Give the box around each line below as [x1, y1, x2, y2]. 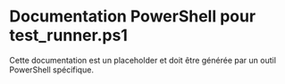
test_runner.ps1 [9, 25, 128, 46]
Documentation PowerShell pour [9, 6, 256, 27]
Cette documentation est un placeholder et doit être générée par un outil [9, 55, 277, 65]
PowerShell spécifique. [9, 64, 94, 75]
